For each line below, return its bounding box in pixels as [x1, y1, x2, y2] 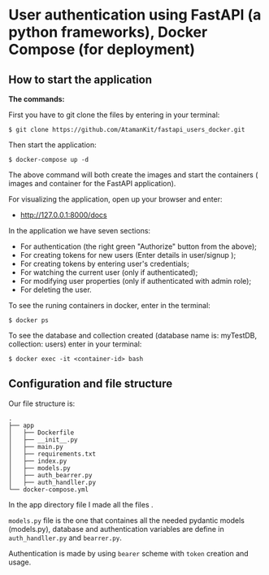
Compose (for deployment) [8, 41, 196, 59]
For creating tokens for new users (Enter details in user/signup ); [20, 250, 236, 259]
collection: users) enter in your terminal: [8, 339, 142, 349]
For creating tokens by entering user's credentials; [20, 259, 189, 268]
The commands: [8, 94, 65, 103]
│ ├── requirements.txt [8, 450, 96, 458]
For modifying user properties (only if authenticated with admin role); [20, 277, 252, 285]
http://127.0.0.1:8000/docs [20, 210, 107, 220]
